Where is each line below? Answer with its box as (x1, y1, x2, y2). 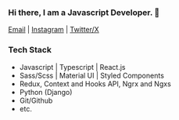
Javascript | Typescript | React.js (19, 62, 126, 71)
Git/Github (19, 96, 53, 105)
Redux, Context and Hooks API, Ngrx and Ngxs (19, 78, 172, 89)
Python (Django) (19, 87, 73, 96)
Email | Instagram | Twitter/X (8, 25, 99, 35)
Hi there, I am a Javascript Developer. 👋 (8, 7, 160, 18)
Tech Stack (8, 45, 52, 56)
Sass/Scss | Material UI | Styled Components (19, 71, 164, 80)
